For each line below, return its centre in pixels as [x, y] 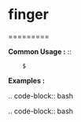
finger [29, 15]
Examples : [27, 80]
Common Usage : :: [40, 51]
